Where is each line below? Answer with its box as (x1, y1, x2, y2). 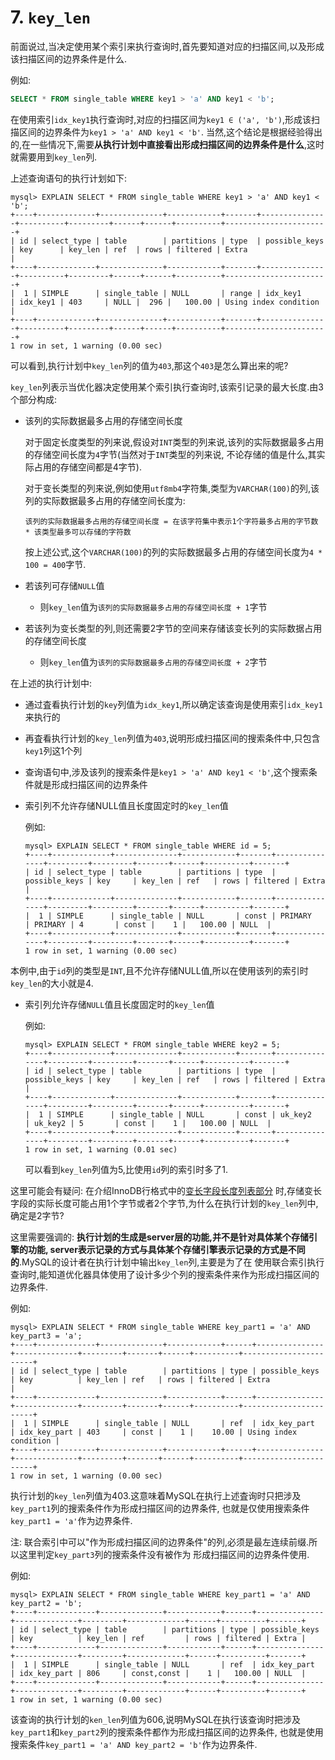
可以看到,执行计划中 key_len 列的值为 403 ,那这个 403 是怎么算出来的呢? (10, 359, 289, 371)
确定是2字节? (10, 1209, 65, 1221)
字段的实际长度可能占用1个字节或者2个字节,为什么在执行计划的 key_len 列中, (10, 1197, 319, 1209)
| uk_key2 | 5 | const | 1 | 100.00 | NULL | (24, 1118, 272, 1128)
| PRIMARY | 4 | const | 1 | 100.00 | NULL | (24, 919, 272, 930)
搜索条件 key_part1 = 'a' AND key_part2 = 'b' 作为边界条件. (10, 1738, 258, 1750)
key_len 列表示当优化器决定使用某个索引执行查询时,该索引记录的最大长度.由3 (10, 381, 324, 393)
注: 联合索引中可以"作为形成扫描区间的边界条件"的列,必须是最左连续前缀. (10, 1536, 310, 1548)
